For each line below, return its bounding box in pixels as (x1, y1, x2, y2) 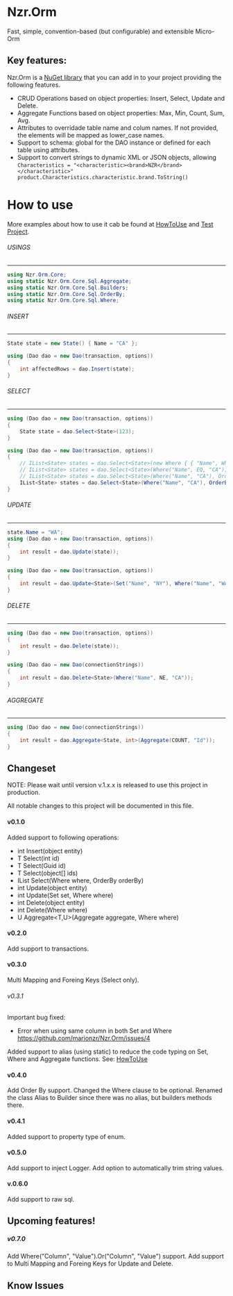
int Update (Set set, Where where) (17, 891, 114, 899)
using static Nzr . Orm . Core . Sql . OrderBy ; (7, 290, 126, 297)
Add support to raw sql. (7, 1195, 75, 1204)
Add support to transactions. (7, 944, 89, 953)
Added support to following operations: (7, 833, 119, 842)
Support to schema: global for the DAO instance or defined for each (17, 138, 211, 147)
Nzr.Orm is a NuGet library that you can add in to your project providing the (7, 73, 222, 81)
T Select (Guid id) (17, 861, 66, 869)
